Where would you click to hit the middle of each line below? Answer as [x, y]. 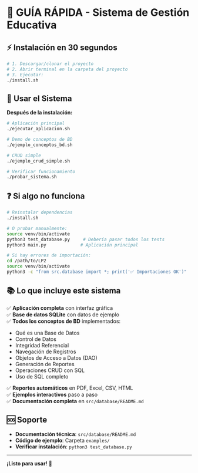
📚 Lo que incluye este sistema [64, 291]
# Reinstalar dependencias [40, 212]
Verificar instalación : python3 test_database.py [74, 447]
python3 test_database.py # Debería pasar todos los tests [86, 239]
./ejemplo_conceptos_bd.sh [40, 145]
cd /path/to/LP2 [26, 261]
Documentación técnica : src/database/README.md [75, 434]
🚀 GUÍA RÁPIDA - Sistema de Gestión [98, 13]
